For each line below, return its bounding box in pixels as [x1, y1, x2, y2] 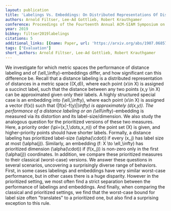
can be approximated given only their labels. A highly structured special [5, 91, 156, 98]
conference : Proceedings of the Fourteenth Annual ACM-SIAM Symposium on [5, 21, 165, 27]
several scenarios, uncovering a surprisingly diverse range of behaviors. [5, 162, 157, 168]
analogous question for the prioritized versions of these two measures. [5, 119, 154, 125]
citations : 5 [5, 36, 33, 41]
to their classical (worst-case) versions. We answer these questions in [5, 156, 153, 162]
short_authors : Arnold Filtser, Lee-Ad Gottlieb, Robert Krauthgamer [5, 50, 156, 55]
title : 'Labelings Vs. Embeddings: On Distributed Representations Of [5, 12, 158, 17]
